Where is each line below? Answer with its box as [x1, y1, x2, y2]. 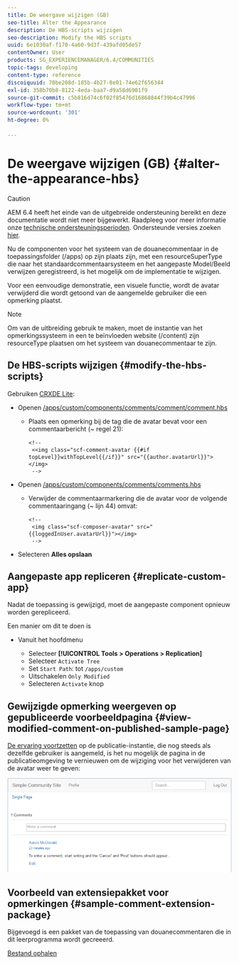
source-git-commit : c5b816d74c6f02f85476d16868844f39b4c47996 [7, 94, 196, 101]
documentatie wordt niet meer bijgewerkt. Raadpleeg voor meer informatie [7, 216, 226, 224]
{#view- [154, 711, 192, 724]
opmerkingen [7, 897, 69, 910]
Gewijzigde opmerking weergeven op [7, 700, 176, 712]
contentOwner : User [7, 49, 65, 56]
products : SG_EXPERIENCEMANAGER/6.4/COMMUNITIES [7, 57, 154, 64]
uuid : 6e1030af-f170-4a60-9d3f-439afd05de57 [7, 41, 142, 49]
